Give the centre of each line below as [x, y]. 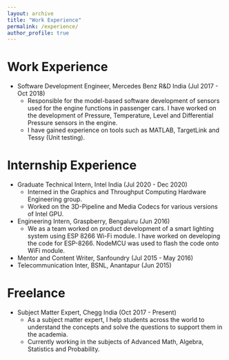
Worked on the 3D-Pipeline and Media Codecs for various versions [123, 207]
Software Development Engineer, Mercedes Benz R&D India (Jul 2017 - [118, 86]
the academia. [48, 334]
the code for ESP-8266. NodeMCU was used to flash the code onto [123, 243]
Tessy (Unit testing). [56, 138]
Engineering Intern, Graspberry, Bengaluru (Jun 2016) [93, 221]
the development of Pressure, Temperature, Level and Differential [120, 115]
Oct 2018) [31, 93]
